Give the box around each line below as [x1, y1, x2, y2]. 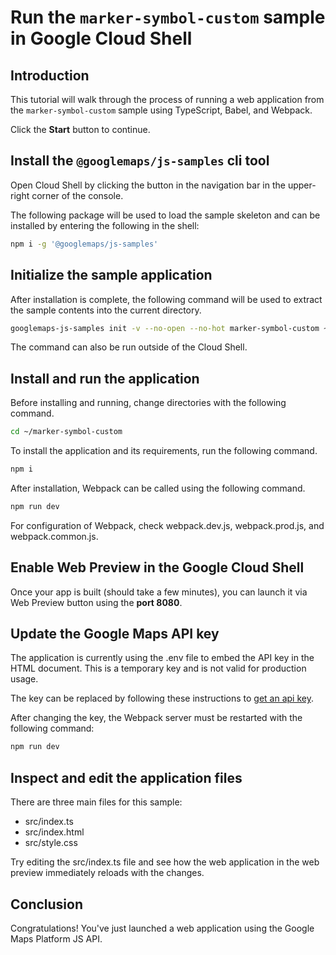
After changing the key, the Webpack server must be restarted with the [10, 712, 303, 724]
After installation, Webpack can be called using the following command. [10, 482, 306, 494]
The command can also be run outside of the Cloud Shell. [10, 341, 248, 353]
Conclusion [10, 896, 84, 913]
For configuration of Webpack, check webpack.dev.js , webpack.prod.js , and [10, 519, 325, 531]
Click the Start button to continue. [10, 124, 151, 135]
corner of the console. [31, 189, 124, 201]
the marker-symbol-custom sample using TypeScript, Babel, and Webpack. [10, 104, 313, 116]
